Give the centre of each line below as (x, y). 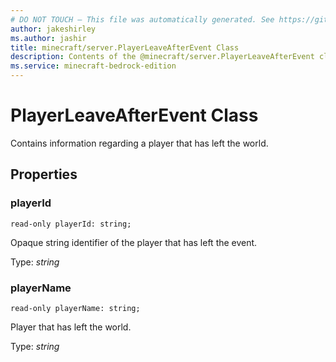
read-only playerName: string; (75, 308)
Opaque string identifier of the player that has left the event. (134, 242)
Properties (44, 174)
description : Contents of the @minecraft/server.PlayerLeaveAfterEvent (162, 57)
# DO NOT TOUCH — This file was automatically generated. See (142, 19)
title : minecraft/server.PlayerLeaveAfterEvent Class (125, 47)
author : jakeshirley (53, 29)
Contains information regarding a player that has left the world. (139, 143)
